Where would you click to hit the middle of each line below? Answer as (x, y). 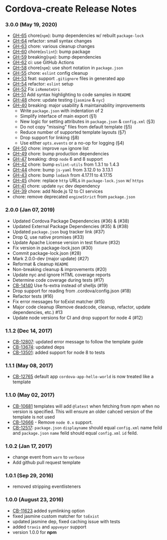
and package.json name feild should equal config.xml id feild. (75, 433)
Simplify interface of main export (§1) (58, 116)
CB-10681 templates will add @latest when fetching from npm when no (86, 406)
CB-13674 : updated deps (38, 347)
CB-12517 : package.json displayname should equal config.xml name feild (87, 427)
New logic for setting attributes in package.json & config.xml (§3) (87, 121)
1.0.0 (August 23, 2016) (34, 500)
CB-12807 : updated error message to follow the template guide (78, 342)
